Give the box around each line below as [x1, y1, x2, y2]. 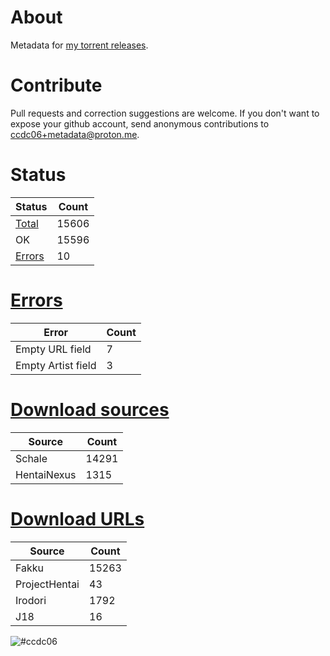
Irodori [15, 593, 47, 607]
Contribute [10, 74, 103, 97]
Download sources [10, 398, 170, 421]
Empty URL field [15, 342, 92, 356]
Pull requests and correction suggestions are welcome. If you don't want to [10, 107, 320, 119]
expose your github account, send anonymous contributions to [10, 117, 270, 130]
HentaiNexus [15, 467, 77, 481]
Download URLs [10, 507, 145, 530]
